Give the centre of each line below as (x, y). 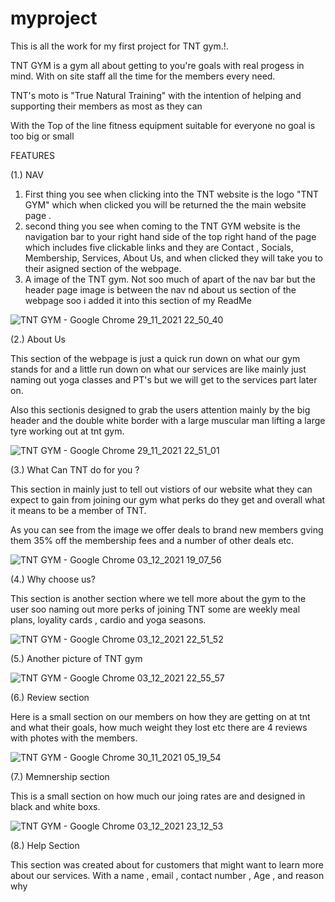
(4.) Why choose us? (53, 579)
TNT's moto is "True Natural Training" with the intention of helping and (156, 95)
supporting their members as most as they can (106, 106)
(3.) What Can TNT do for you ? (75, 469)
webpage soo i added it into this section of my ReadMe (138, 300)
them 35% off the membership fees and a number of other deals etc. (152, 540)
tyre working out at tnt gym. (67, 431)
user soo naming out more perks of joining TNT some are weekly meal (155, 609)
